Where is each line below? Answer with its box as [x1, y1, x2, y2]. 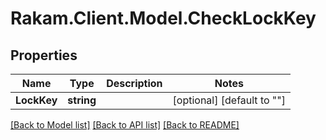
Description [106, 77, 163, 90]
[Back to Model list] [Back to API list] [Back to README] [10, 119, 240, 131]
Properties [10, 47, 78, 64]
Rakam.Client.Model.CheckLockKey [10, 7, 317, 30]
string [67, 93, 97, 107]
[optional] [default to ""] [172, 93, 287, 107]
